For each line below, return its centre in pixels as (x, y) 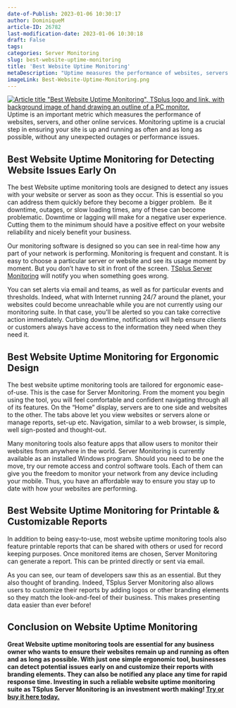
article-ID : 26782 (34, 27)
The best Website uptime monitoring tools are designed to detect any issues (118, 187)
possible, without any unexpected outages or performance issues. (104, 137)
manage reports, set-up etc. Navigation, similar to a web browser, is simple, (117, 422)
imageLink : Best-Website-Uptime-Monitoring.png (79, 79)
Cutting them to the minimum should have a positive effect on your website (116, 225)
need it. (18, 335)
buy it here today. (33, 697)
